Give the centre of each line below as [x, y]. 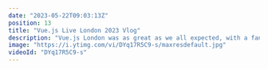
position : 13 [30, 23]
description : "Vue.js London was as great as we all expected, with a [128, 38]
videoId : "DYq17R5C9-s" [48, 52]
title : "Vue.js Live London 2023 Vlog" [75, 30]
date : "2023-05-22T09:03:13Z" [59, 15]
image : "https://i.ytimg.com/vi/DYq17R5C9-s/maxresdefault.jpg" [117, 45]
